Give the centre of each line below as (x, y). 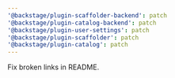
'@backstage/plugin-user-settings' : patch (78, 30)
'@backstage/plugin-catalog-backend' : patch (82, 23)
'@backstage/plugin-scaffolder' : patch (73, 37)
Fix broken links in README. (53, 67)
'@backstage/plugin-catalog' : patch (68, 45)
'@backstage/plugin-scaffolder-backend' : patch (87, 15)
